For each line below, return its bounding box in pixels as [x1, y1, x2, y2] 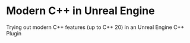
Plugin [6, 29, 22, 37]
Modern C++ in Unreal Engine [6, 4, 156, 18]
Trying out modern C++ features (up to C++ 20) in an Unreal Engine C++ [6, 24, 185, 31]
